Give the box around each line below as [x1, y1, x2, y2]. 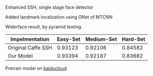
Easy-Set [57, 36, 81, 42]
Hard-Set [122, 36, 145, 42]
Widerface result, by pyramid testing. [5, 24, 82, 30]
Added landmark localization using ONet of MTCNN [5, 14, 113, 20]
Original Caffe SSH [8, 44, 53, 51]
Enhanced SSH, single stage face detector [5, 5, 93, 10]
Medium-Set [85, 36, 117, 42]
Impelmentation [10, 36, 49, 42]
